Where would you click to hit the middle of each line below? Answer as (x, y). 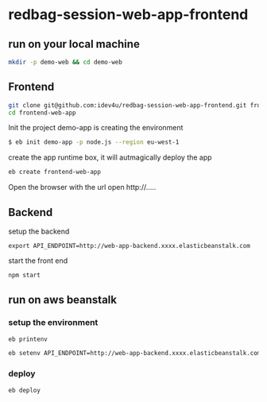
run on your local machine (74, 44)
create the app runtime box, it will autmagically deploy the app (110, 157)
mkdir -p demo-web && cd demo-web (66, 62)
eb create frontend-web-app (55, 172)
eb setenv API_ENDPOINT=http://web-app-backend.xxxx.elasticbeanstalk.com (135, 354)
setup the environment (53, 323)
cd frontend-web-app (43, 113)
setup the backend (39, 231)
